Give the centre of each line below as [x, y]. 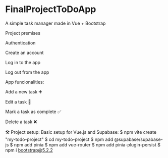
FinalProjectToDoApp [51, 9]
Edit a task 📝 [18, 101]
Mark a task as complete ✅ [33, 112]
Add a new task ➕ [24, 91]
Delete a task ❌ [21, 122]
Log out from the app [27, 72]
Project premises [23, 33]
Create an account [24, 52]
